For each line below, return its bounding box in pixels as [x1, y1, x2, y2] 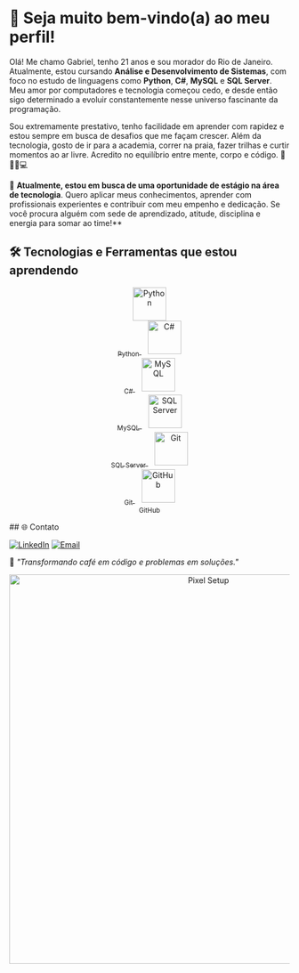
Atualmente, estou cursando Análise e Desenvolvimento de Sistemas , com [9, 66, 287, 77]
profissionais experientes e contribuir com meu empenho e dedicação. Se [9, 199, 280, 209]
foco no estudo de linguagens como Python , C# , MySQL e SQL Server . [9, 75, 273, 85]
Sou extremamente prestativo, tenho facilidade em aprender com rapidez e [9, 120, 285, 132]
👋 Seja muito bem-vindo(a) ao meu [9, 8, 271, 28]
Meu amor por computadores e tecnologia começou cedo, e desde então [9, 85, 279, 95]
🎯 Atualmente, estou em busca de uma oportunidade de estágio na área [9, 180, 280, 191]
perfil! [9, 27, 56, 47]
